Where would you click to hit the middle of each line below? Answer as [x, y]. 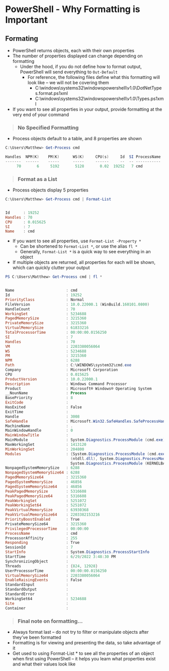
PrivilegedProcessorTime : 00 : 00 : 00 [47, 529]
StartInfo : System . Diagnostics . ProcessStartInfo [77, 552]
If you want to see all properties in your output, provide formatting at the [87, 109]
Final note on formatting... [50, 621]
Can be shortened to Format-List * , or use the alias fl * [79, 246]
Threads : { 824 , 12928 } [52, 566]
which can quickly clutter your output [51, 268]
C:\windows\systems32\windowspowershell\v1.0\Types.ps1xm [99, 99]
